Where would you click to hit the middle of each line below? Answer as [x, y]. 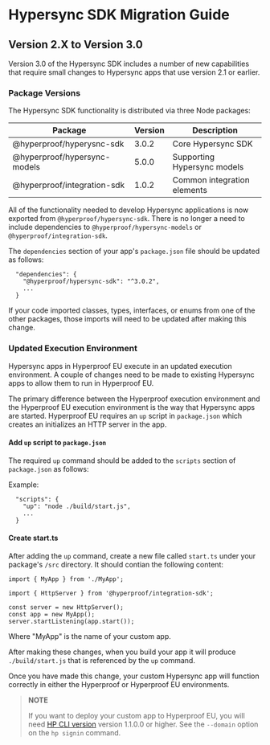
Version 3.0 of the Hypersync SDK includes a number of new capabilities [129, 63]
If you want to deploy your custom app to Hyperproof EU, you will [136, 716]
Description [215, 130]
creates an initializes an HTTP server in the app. [88, 424]
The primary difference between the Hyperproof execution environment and [134, 399]
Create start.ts [33, 538]
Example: [24, 485]
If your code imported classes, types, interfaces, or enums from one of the [132, 310]
